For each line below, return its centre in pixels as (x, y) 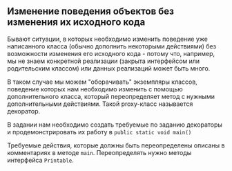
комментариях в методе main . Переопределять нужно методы (99, 152)
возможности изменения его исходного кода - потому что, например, (111, 53)
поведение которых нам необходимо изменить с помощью (95, 89)
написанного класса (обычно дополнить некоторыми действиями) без (112, 46)
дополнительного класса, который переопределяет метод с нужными (111, 96)
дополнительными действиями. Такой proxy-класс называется (100, 104)
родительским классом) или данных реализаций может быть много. (109, 68)
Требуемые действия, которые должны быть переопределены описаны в (116, 145)
